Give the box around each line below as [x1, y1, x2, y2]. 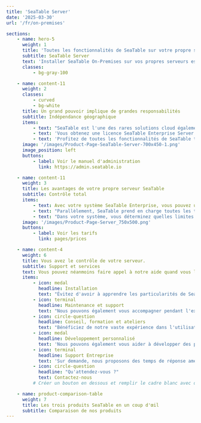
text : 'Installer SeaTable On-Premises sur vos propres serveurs [22, 58, 188, 65]
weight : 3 [22, 180, 47, 186]
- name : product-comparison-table [17, 391, 103, 397]
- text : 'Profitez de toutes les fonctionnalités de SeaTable [32, 136, 191, 142]
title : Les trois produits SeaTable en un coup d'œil [22, 402, 160, 408]
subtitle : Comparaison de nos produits [22, 407, 121, 413]
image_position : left [22, 147, 77, 153]
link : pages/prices [38, 236, 87, 242]
